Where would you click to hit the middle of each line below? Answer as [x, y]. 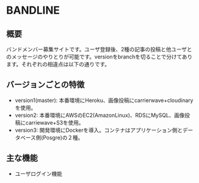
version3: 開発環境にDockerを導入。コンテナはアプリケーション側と [99, 130]
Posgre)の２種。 [63, 137]
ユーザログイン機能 [39, 173]
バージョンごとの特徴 [45, 85]
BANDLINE [33, 10]
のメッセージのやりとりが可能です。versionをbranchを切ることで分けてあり [99, 57]
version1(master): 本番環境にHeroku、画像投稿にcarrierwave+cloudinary [104, 100]
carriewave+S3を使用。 [55, 122]
